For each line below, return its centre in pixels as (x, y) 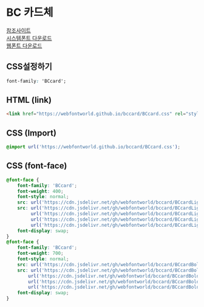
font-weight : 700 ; (40, 254)
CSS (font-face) (37, 166)
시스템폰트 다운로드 (29, 38)
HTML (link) (29, 100)
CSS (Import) (31, 133)
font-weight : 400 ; (40, 191)
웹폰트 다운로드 (24, 46)
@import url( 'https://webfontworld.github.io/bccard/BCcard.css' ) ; (93, 147)
